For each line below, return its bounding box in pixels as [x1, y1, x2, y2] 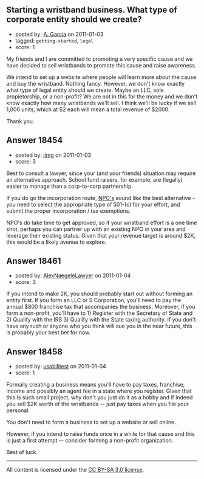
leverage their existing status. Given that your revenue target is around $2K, [6, 232, 196, 239]
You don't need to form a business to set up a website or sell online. [6, 419, 176, 426]
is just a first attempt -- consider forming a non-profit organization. [6, 437, 174, 444]
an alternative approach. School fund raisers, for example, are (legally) [6, 176, 183, 183]
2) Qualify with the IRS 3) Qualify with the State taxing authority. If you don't [6, 316, 196, 323]
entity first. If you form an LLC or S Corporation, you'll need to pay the [6, 297, 182, 304]
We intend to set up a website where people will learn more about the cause [6, 73, 197, 81]
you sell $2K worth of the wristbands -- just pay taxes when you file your [6, 401, 189, 408]
